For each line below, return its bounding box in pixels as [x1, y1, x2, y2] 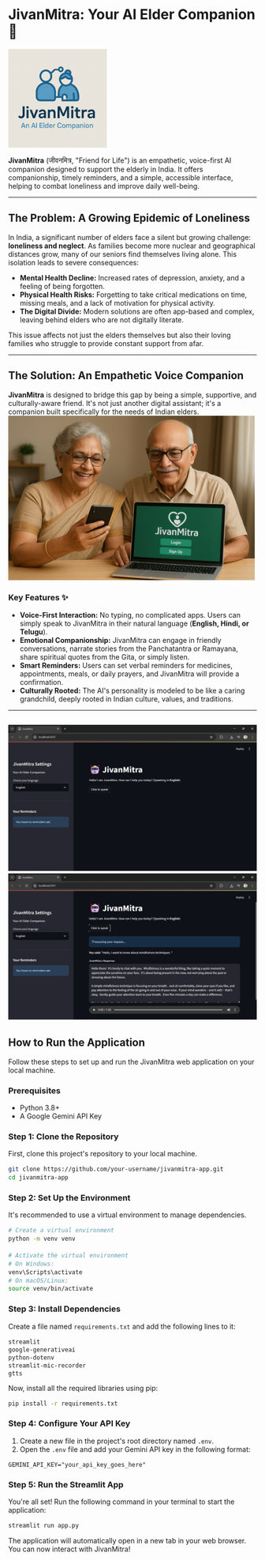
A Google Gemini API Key [19, 1111, 103, 1121]
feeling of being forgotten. [19, 281, 105, 291]
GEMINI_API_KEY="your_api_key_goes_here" [8, 1460, 147, 1468]
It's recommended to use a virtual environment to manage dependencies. [8, 1210, 247, 1220]
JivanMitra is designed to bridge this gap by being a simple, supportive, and [8, 389, 257, 400]
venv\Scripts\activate [8, 1268, 83, 1276]
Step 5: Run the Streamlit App [8, 1479, 124, 1490]
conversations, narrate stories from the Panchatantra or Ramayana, [19, 644, 238, 653]
